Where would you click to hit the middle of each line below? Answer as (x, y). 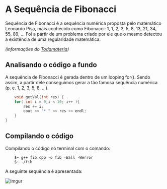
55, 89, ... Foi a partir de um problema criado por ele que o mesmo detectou (84, 34)
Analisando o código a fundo (51, 65)
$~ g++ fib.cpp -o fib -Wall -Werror (54, 157)
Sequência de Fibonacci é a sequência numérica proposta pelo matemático (83, 23)
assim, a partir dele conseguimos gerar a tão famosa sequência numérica (81, 82)
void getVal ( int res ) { (39, 97)
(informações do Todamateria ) (37, 49)
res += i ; (33, 106)
